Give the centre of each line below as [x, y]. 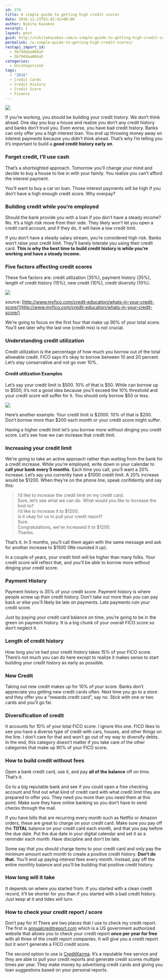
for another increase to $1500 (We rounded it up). [56, 548]
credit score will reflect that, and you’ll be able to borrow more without [77, 563]
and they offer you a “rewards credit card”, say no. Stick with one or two [79, 697]
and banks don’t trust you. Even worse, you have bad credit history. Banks [82, 128]
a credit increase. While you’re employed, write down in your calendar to [80, 464]
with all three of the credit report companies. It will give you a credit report [82, 939]
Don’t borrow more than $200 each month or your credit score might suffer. [83, 420]
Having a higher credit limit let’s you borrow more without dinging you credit [83, 429]
